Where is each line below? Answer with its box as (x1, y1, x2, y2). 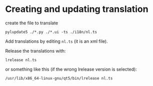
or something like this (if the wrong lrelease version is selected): (5, 66, 137, 72)
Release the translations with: (5, 48, 66, 54)
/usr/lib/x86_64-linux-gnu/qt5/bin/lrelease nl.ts (5, 76, 113, 81)
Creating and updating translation (5, 3, 148, 15)
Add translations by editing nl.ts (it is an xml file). (5, 38, 108, 44)
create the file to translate (5, 20, 58, 26)
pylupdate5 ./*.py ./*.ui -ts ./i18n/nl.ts (5, 29, 97, 34)
